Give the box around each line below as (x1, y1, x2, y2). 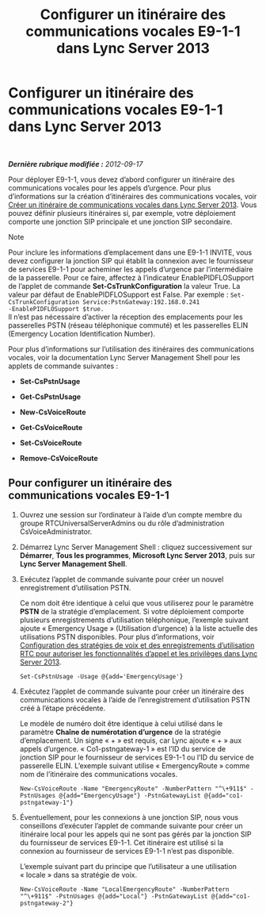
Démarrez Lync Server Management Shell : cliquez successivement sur (19, 542, 253, 552)
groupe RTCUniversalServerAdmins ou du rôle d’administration (19, 518, 225, 528)
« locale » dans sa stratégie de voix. (19, 870, 137, 879)
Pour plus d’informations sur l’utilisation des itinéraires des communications (8, 344, 255, 354)
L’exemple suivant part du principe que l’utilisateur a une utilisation (19, 861, 237, 871)
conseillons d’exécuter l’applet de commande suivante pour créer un (19, 821, 243, 830)
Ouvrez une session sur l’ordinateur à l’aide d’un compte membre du (19, 509, 243, 519)
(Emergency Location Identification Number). (8, 329, 156, 338)
